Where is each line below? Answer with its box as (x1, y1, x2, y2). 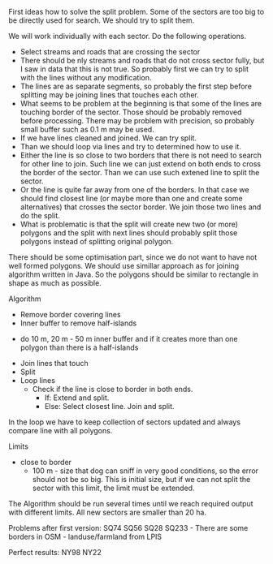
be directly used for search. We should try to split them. (8, 15, 195, 25)
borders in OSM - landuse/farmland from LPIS (8, 532, 162, 541)
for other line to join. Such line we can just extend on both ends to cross (19, 159, 262, 169)
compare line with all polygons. (8, 426, 113, 435)
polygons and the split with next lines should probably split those (19, 228, 238, 238)
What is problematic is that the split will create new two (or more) (19, 219, 238, 229)
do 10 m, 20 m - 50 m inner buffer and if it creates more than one (19, 334, 238, 343)
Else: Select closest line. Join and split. (44, 402, 175, 411)
